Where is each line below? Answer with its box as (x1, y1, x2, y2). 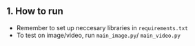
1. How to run (6, 5, 63, 17)
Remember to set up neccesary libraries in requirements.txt (16, 23, 189, 32)
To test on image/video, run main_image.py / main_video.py (16, 31, 181, 39)
